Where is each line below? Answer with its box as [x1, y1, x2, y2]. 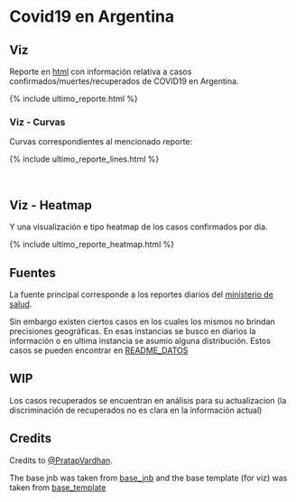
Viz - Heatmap [9, 197, 93, 213]
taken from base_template [9, 481, 106, 493]
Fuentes [9, 265, 57, 281]
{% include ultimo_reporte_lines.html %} [9, 153, 160, 164]
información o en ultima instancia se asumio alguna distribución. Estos [9, 335, 271, 346]
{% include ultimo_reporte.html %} [9, 93, 138, 104]
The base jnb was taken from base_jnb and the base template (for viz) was [9, 472, 288, 483]
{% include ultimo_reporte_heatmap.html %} [9, 239, 175, 250]
